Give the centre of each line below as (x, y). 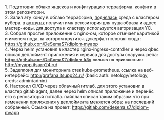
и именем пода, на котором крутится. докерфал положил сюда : (73, 38)
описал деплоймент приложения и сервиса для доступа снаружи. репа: (82, 54)
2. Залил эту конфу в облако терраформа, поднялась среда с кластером (82, 17)
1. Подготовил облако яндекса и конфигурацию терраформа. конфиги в (81, 7)
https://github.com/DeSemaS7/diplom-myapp (52, 44)
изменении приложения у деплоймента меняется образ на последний (80, 102)
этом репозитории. (25, 12)
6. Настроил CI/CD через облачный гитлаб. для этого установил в (75, 86)
